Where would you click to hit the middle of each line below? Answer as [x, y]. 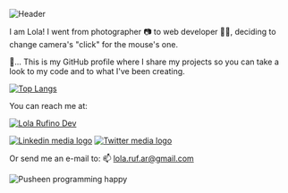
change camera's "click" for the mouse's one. [94, 44]
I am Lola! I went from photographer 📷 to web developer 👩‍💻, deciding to [143, 32]
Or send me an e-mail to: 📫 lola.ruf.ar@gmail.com [102, 158]
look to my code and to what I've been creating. [97, 71]
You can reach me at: [48, 106]
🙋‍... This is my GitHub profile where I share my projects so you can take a [144, 62]
